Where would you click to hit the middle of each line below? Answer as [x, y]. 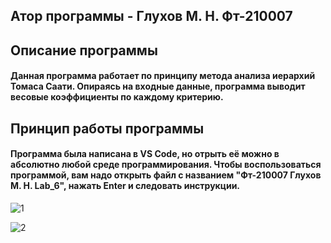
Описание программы [84, 50]
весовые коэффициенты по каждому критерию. [117, 97]
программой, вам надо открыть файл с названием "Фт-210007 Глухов [166, 175]
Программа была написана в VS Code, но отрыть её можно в [145, 154]
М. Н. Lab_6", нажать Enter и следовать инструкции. [125, 186]
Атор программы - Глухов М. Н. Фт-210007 [151, 16]
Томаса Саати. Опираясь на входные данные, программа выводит [158, 86]
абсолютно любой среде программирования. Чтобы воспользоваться [166, 165]
